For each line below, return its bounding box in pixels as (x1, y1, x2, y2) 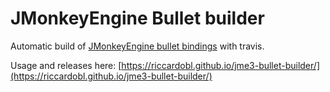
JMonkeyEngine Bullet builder (10, 7, 265, 30)
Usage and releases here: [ (10, 59, 122, 71)
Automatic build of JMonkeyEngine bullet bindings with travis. (10, 40, 265, 52)
